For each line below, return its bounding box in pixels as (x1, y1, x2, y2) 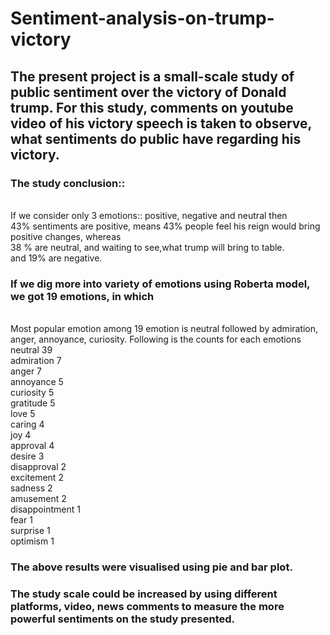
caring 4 (10, 418, 45, 431)
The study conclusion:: (10, 176, 126, 190)
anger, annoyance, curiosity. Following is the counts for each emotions (10, 333, 302, 346)
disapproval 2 (10, 461, 67, 473)
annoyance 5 (10, 376, 64, 388)
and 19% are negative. (10, 252, 103, 264)
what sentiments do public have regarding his (10, 130, 302, 147)
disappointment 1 (10, 503, 81, 516)
